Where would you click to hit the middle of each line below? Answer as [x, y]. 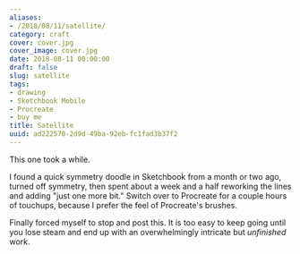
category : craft [39, 34]
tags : [19, 84]
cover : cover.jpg [42, 42]
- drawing [28, 92]
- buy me [26, 117]
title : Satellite [42, 126]
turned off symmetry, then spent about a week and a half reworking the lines [150, 186]
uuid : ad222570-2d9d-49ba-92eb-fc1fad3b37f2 [94, 134]
